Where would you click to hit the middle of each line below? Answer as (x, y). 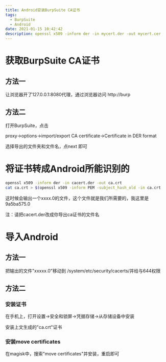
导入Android (32, 237)
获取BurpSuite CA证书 (52, 61)
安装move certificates (33, 342)
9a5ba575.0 (18, 204)
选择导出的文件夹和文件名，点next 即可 (46, 146)
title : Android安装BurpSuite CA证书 (43, 10)
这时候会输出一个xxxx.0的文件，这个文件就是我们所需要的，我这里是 (77, 198)
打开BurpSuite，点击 (27, 125)
